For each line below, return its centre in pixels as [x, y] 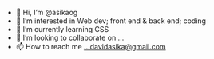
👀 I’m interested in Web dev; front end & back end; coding [111, 21]
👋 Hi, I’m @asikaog [47, 12]
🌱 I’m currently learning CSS [62, 29]
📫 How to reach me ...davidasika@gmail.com [91, 47]
